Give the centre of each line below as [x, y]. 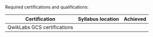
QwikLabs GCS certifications [40, 27]
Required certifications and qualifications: [47, 7]
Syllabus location [98, 19]
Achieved [135, 19]
